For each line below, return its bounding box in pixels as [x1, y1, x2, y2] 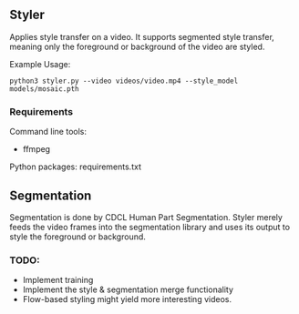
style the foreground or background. [9, 231, 146, 242]
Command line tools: [9, 127, 87, 137]
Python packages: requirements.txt [9, 161, 141, 172]
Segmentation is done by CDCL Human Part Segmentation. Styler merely [9, 211, 283, 222]
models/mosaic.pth [9, 84, 79, 94]
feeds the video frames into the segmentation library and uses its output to [9, 221, 290, 232]
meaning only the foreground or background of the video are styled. [9, 41, 265, 52]
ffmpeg [22, 144, 51, 155]
